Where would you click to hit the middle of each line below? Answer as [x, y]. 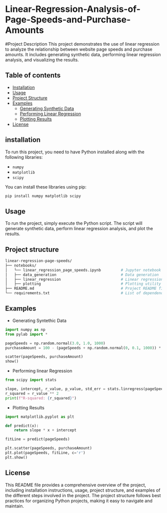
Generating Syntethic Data [40, 321]
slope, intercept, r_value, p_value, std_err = [55, 389]
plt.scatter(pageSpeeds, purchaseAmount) [49, 448]
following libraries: [24, 157]
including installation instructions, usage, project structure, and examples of [83, 490]
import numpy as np [25, 329]
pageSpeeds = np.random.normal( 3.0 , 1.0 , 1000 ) [55, 343]
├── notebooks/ [21, 265]
